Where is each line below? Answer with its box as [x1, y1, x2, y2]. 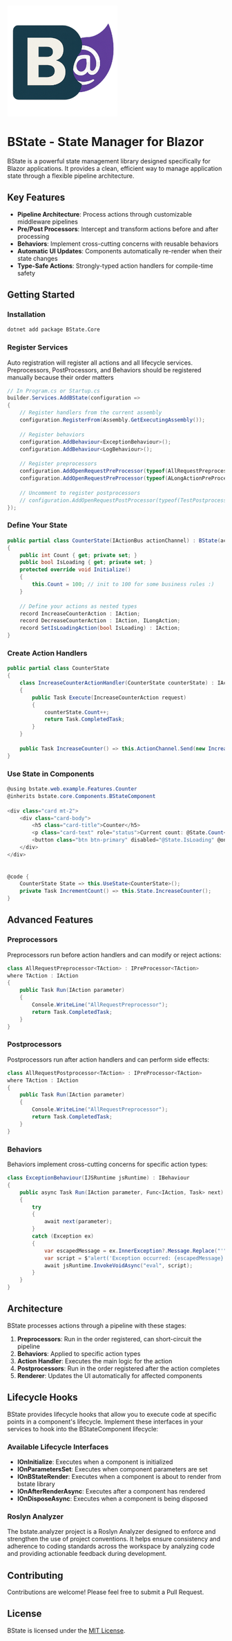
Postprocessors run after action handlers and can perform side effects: [7, 1055, 209, 1064]
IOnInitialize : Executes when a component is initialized [17, 1458, 173, 1466]
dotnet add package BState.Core [7, 326, 100, 334]
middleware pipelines [17, 217, 78, 226]
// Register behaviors [19, 431, 85, 438]
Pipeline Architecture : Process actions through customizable [17, 210, 192, 218]
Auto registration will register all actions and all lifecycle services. [7, 359, 193, 367]
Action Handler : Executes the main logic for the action [17, 1357, 173, 1365]
